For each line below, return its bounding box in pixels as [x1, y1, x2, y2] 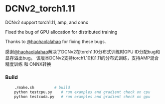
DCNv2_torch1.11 [5, 3, 76, 14]
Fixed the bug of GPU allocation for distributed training [5, 29, 118, 35]
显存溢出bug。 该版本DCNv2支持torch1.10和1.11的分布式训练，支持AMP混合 [5, 55, 159, 61]
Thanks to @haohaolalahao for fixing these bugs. [5, 38, 106, 45]
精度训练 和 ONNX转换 [5, 61, 51, 67]
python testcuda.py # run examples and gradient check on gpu [14, 94, 151, 99]
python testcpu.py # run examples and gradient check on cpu [14, 90, 151, 95]
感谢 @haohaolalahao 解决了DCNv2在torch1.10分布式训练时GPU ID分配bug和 [5, 49, 161, 54]
